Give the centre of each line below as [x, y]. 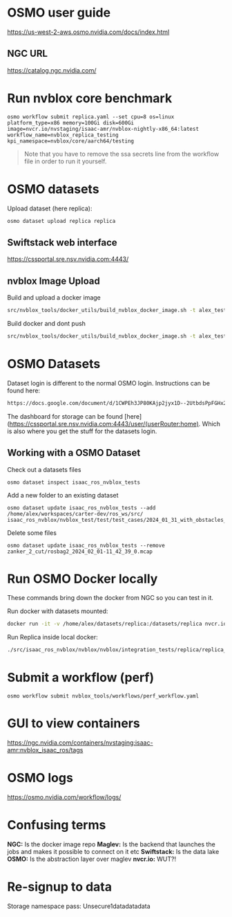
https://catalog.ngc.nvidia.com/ [52, 70]
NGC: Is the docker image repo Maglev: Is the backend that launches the [111, 844]
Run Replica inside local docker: [52, 637]
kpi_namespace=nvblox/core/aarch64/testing [71, 141]
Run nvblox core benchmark [90, 98]
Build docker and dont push [47, 324]
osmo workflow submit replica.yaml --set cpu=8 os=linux [91, 117]
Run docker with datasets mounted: [58, 611]
